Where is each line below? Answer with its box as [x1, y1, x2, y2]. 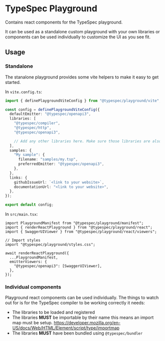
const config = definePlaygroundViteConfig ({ [5, 107, 100, 112]
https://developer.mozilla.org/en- [54, 320, 121, 326]
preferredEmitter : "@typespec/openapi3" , [18, 161, 105, 167]
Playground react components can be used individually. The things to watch [5, 295, 159, 301]
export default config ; [5, 202, 54, 208]
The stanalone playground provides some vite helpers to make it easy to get [5, 74, 159, 80]
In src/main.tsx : [5, 211, 38, 217]
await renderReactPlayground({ [5, 251, 69, 256]
